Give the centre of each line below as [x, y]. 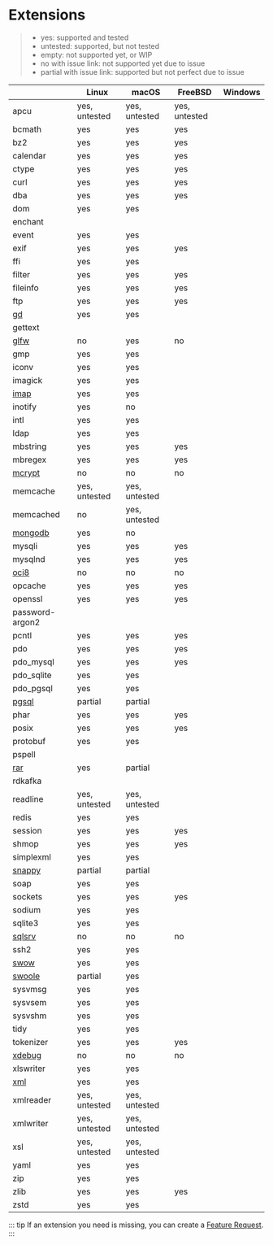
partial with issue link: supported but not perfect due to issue [143, 72]
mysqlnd [29, 559]
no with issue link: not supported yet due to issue [123, 63]
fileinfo [26, 288]
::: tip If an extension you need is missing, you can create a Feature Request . [136, 1225]
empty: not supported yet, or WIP [96, 54]
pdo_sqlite [32, 675]
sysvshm [30, 1016]
